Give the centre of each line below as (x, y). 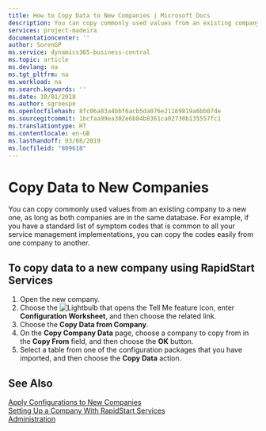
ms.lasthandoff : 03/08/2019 (55, 141)
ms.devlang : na (33, 67)
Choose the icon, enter (127, 308)
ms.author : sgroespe (42, 104)
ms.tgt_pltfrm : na (38, 74)
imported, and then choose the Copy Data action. (101, 358)
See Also (30, 383)
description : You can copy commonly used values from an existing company (134, 23)
